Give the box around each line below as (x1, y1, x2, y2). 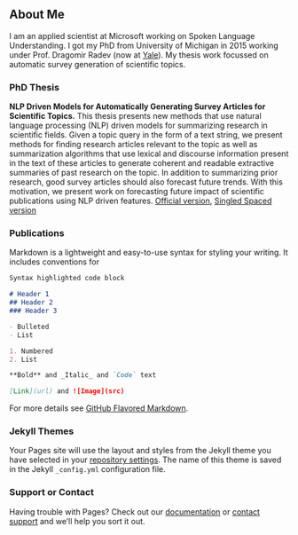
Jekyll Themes (9, 425, 74, 437)
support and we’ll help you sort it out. (9, 515, 145, 526)
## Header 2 (9, 298, 53, 307)
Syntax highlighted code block (9, 274, 125, 283)
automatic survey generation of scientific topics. (9, 59, 186, 69)
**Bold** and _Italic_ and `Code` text (9, 371, 157, 380)
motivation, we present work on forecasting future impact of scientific (9, 186, 264, 197)
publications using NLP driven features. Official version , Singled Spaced (9, 195, 272, 207)
